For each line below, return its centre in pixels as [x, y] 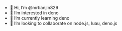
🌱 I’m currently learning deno [40, 18]
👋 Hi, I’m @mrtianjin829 [34, 8]
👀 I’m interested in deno [34, 13]
